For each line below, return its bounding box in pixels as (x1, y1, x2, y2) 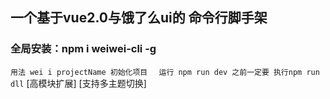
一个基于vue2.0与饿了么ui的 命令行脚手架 (10, 9, 268, 27)
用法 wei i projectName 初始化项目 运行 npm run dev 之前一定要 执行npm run (10, 67, 320, 77)
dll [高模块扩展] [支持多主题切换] (10, 77, 147, 89)
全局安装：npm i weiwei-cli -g (10, 42, 157, 56)
